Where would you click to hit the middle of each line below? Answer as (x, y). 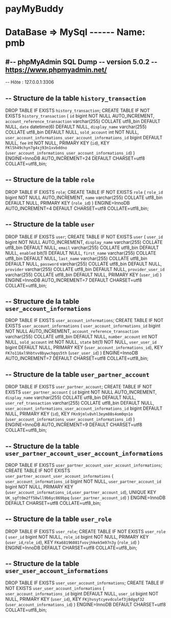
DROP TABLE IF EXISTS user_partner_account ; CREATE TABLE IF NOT (79, 387)
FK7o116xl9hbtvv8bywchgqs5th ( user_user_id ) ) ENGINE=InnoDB (72, 353)
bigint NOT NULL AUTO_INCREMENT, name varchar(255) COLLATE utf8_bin (84, 197)
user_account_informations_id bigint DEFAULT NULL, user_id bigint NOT (82, 594)
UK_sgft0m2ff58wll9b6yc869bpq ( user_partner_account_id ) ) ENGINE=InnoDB (86, 498)
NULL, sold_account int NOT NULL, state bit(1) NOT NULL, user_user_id (81, 342)
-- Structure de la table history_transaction (76, 98)
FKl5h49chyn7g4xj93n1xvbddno (36, 148)
